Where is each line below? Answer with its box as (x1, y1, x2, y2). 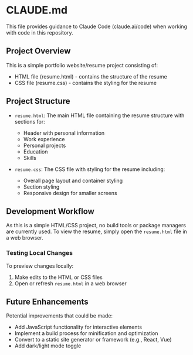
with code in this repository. (6, 29, 73, 36)
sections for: (14, 118, 45, 125)
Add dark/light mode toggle (14, 342, 82, 349)
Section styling (23, 183, 60, 190)
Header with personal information (23, 129, 105, 136)
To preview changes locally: (6, 262, 74, 269)
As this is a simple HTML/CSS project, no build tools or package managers (6, 222, 187, 229)
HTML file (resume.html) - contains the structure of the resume (14, 73, 167, 80)
